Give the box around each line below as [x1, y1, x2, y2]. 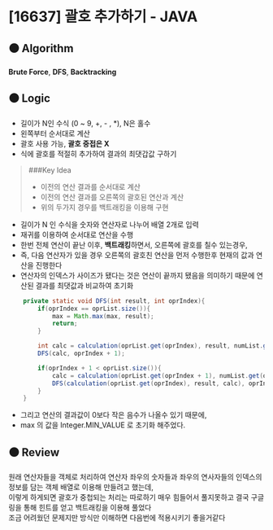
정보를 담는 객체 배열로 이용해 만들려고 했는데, [8, 482, 154, 493]
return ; [51, 319, 79, 328]
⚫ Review [8, 445, 59, 459]
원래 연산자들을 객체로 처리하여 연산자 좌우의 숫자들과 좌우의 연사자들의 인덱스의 [8, 472, 262, 482]
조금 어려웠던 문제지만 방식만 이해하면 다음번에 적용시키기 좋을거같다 [8, 513, 226, 523]
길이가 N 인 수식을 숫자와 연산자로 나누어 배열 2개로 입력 [19, 219, 199, 229]
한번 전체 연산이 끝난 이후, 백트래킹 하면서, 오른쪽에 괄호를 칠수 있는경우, [19, 239, 248, 249]
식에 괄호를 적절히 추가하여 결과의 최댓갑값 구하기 [19, 148, 177, 159]
